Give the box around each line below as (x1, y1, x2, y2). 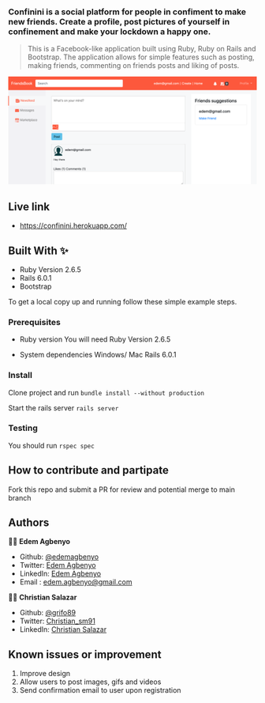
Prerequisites (8, 316, 61, 327)
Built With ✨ (8, 244, 69, 257)
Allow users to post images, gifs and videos (19, 677, 162, 686)
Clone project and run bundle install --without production (8, 387, 205, 397)
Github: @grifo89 (19, 608, 77, 618)
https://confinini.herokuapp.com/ (19, 221, 128, 231)
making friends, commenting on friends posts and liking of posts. (27, 61, 240, 70)
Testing (8, 422, 38, 433)
